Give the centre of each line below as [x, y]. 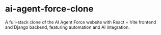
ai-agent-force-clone [49, 9]
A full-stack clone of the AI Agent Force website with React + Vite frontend [80, 22]
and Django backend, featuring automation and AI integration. [67, 27]
